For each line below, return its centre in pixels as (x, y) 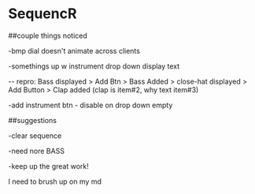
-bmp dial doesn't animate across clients (74, 50)
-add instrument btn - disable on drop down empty (91, 105)
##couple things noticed (48, 35)
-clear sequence (35, 136)
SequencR (42, 14)
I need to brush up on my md (55, 181)
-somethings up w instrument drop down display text (94, 66)
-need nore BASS (37, 151)
